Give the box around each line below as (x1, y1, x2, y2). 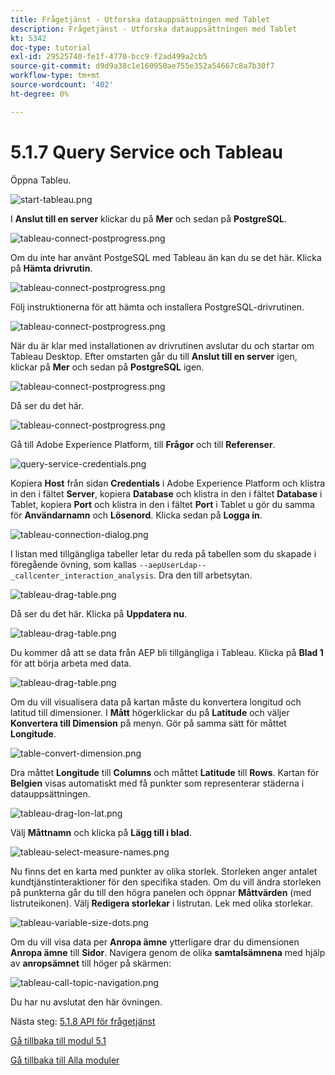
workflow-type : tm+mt (10, 71, 101, 81)
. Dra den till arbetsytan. (153, 569, 253, 581)
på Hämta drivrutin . (10, 262, 93, 274)
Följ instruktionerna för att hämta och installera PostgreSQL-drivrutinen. (10, 301, 305, 313)
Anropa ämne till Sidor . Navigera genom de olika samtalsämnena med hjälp (10, 946, 326, 958)
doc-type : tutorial (10, 42, 92, 53)
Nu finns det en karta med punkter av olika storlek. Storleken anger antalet (10, 865, 318, 877)
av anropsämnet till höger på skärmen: (10, 957, 172, 969)
